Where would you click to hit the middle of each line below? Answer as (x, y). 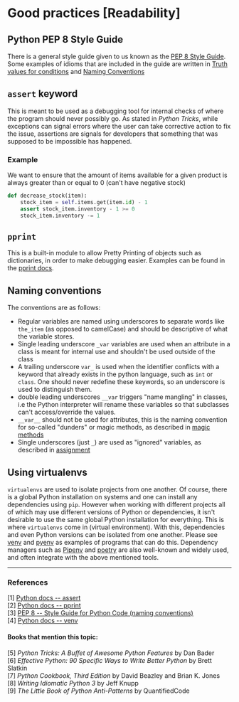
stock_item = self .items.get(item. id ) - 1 (84, 202)
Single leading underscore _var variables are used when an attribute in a (124, 344)
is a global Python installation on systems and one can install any (102, 497)
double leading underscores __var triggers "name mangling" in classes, (122, 397)
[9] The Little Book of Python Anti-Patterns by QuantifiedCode (99, 691)
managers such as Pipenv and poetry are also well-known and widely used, (118, 550)
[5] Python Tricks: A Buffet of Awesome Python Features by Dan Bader (111, 653)
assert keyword (43, 94)
